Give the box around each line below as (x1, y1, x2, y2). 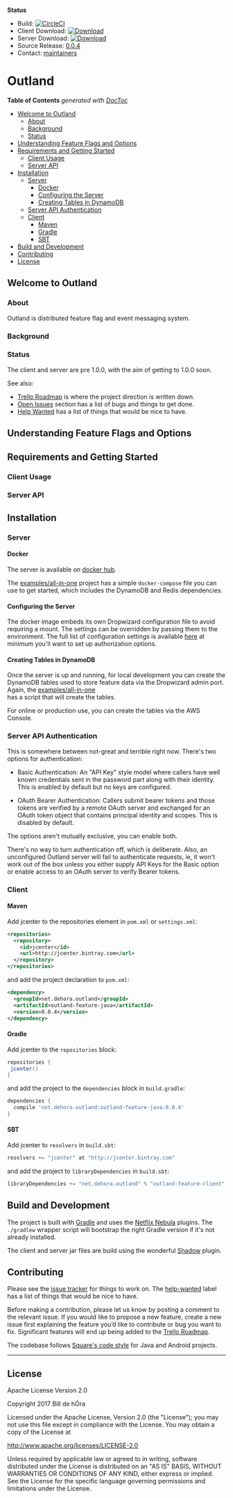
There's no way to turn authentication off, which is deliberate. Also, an (7, 845, 208, 854)
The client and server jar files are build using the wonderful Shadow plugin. (7, 1246, 222, 1254)
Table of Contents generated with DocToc (7, 96, 128, 104)
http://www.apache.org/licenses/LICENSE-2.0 (7, 1441, 139, 1450)
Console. (7, 714, 33, 722)
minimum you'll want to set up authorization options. (7, 640, 157, 648)
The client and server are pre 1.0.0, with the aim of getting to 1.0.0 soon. (7, 365, 212, 374)
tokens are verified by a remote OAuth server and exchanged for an (17, 804, 210, 812)
